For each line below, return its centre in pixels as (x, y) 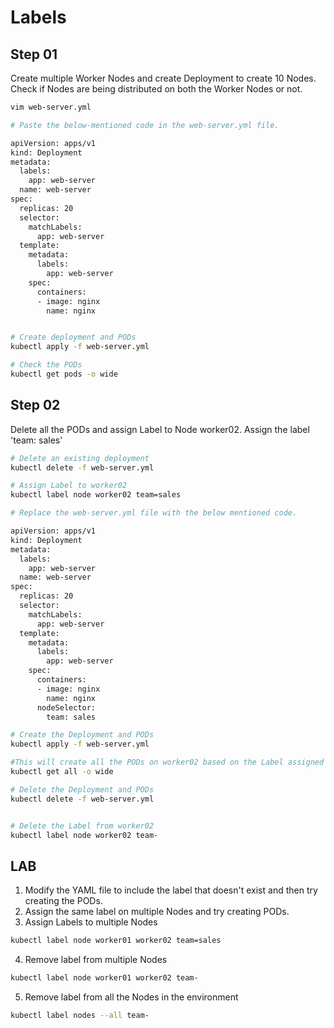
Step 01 (34, 54)
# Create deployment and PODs (73, 337)
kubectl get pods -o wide (64, 374)
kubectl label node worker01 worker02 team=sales (116, 941)
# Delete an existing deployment (80, 458)
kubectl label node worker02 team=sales (96, 495)
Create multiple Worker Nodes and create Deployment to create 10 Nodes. (163, 78)
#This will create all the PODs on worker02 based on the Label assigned (167, 762)
